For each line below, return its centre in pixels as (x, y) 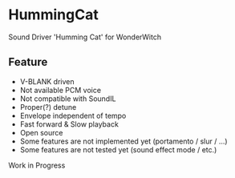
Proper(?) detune (48, 107)
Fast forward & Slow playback (69, 124)
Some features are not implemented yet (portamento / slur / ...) (124, 141)
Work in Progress (37, 165)
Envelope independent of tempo (73, 115)
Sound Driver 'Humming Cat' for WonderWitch (85, 37)
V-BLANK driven (47, 81)
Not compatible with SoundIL (68, 99)
